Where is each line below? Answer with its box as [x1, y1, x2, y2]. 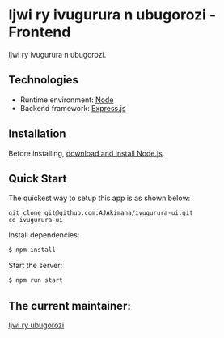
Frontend [8, 23, 71, 41]
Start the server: [8, 261, 63, 271]
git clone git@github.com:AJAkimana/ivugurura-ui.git [8, 209, 194, 217]
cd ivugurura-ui [8, 216, 63, 225]
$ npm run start [8, 276, 63, 285]
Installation [8, 127, 66, 141]
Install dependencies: [8, 230, 80, 240]
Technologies [8, 73, 79, 87]
